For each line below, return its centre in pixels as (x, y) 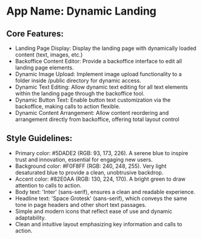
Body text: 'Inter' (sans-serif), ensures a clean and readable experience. (105, 192)
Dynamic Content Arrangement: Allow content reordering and (92, 113)
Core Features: (35, 34)
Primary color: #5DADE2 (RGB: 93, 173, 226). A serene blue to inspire (102, 153)
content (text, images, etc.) (49, 55)
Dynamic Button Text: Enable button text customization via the (93, 100)
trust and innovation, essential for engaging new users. (84, 159)
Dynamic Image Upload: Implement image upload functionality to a (98, 74)
